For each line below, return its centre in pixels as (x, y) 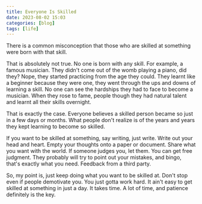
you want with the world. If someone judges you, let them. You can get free (99, 151)
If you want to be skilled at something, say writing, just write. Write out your (99, 138)
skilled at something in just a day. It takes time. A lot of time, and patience (97, 188)
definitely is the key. (31, 195)
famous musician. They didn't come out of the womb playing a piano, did (96, 70)
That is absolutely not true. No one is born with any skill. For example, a (95, 64)
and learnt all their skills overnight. (49, 102)
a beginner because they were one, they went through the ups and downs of (101, 83)
